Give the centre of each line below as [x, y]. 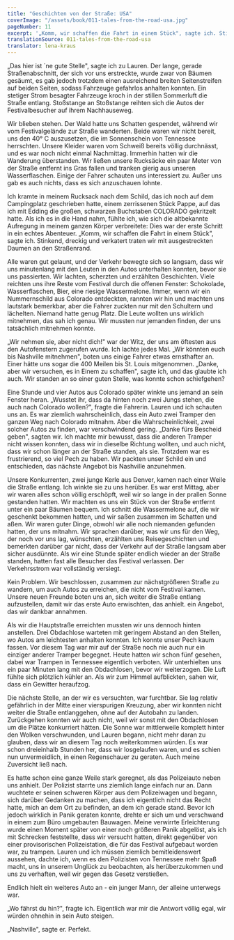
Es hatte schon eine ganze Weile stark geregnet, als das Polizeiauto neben [114, 778]
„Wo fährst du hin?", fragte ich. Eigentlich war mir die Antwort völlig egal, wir [117, 908]
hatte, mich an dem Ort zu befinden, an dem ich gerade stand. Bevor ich [111, 807]
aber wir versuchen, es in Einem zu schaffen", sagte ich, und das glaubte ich [117, 371]
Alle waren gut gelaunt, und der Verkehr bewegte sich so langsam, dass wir [116, 261]
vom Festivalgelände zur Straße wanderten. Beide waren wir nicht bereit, [112, 131]
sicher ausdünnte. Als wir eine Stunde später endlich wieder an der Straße [114, 554]
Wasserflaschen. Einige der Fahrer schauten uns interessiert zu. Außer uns [115, 175]
